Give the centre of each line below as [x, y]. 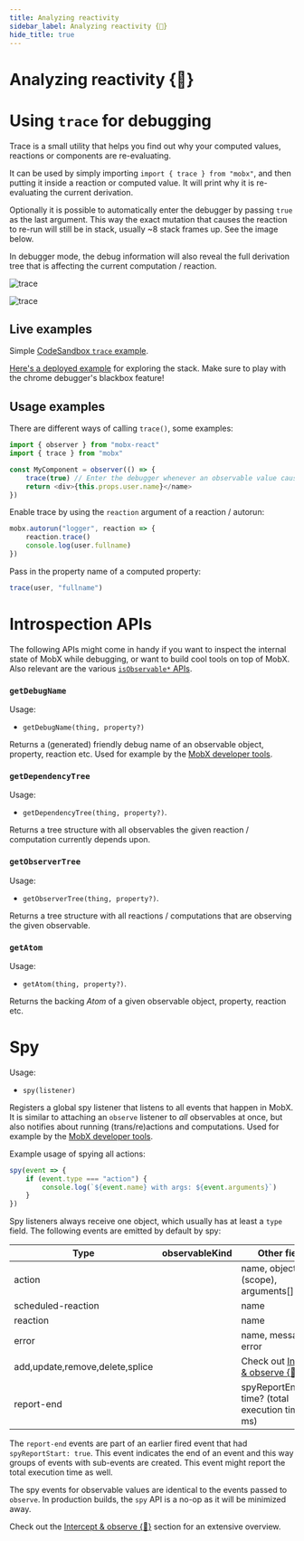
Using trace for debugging [111, 121]
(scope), [259, 1279]
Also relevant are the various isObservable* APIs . [101, 668]
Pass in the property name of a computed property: [105, 571]
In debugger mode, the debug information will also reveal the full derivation [150, 256]
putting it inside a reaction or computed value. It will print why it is [132, 183]
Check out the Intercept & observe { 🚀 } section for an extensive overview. [145, 1527]
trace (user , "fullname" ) [56, 588]
